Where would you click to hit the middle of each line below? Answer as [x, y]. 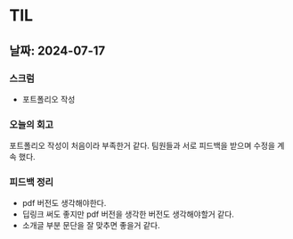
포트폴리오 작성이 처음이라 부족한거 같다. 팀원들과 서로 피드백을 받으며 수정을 [142, 146]
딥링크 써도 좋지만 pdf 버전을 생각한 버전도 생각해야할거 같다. [128, 214]
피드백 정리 [32, 182]
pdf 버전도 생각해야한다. [64, 203]
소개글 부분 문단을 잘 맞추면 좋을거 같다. [91, 226]
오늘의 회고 [32, 124]
